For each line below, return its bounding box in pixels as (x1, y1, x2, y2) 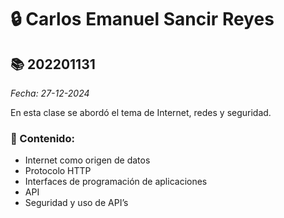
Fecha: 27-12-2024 (10, 87, 90, 99)
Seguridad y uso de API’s (24, 197, 129, 209)
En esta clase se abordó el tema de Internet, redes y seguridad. (10, 107, 272, 118)
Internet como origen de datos (24, 154, 151, 166)
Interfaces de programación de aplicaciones (24, 176, 208, 188)
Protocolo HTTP (24, 165, 92, 177)
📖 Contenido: (10, 131, 75, 145)
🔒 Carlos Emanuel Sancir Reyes (10, 8, 275, 31)
